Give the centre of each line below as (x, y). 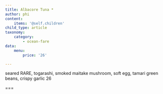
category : (24, 37)
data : (11, 46)
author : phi (17, 14)
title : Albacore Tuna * (29, 10)
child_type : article (26, 28)
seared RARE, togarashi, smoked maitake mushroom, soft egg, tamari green (82, 73)
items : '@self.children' (39, 23)
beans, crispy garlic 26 (28, 78)
